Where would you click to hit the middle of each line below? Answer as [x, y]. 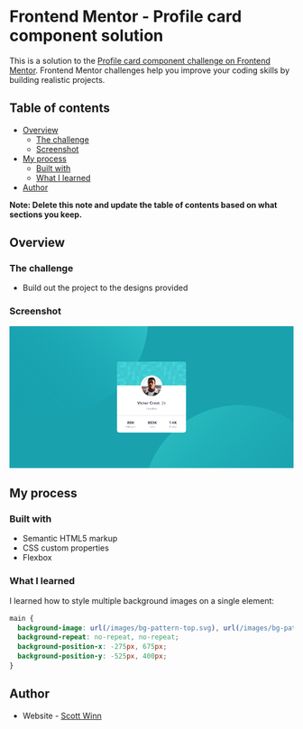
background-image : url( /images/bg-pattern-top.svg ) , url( [129, 628]
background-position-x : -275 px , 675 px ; [92, 647]
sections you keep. [46, 214]
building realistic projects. [57, 79]
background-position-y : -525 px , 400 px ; [92, 656]
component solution [87, 36]
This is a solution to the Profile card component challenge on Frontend [140, 60]
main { [22, 618]
